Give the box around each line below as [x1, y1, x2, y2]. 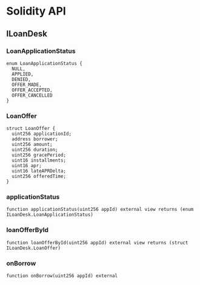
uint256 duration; [12, 147, 59, 153]
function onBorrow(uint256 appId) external [6, 273, 118, 279]
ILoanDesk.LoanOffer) [6, 245, 61, 251]
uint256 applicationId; [12, 131, 72, 137]
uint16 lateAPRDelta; [12, 168, 67, 174]
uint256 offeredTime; [12, 173, 67, 180]
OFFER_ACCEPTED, [12, 87, 53, 93]
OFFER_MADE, [12, 81, 42, 88]
